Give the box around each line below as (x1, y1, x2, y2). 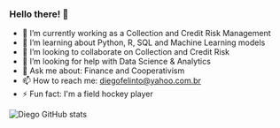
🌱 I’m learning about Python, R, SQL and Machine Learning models (21, 37, 266, 48)
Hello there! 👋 (9, 8, 69, 20)
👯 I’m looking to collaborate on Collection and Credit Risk (21, 47, 230, 57)
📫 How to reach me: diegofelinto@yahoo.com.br (21, 75, 202, 87)
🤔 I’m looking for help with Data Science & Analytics (21, 56, 211, 67)
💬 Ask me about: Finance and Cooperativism (21, 65, 185, 76)
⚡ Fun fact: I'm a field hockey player (21, 88, 153, 100)
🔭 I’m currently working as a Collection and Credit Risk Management (21, 28, 272, 39)
